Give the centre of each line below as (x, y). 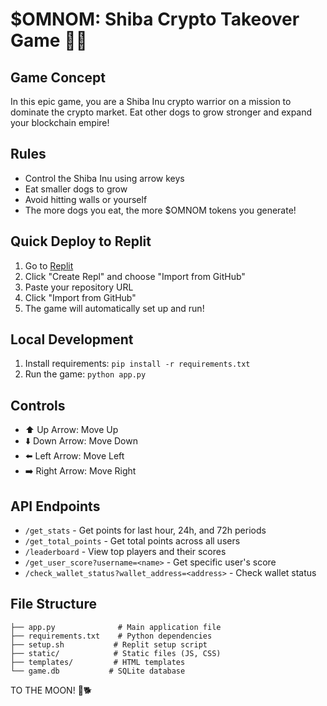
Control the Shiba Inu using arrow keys (104, 178)
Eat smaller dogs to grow (76, 189)
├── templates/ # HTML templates (98, 662)
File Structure (53, 604)
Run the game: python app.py (85, 374)
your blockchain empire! (60, 122)
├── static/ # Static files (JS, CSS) (116, 653)
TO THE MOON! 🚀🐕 (51, 690)
